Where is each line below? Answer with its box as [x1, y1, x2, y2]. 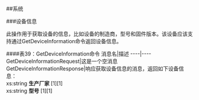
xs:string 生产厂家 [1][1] [6, 80, 63, 87]
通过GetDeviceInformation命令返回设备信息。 [11, 38, 123, 44]
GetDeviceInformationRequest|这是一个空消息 [6, 58, 118, 64]
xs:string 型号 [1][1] [6, 88, 53, 94]
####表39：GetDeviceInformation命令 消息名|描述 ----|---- [6, 50, 152, 57]
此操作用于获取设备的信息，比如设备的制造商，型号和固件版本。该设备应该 [6, 30, 188, 37]
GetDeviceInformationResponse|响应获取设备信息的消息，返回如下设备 [6, 65, 179, 72]
